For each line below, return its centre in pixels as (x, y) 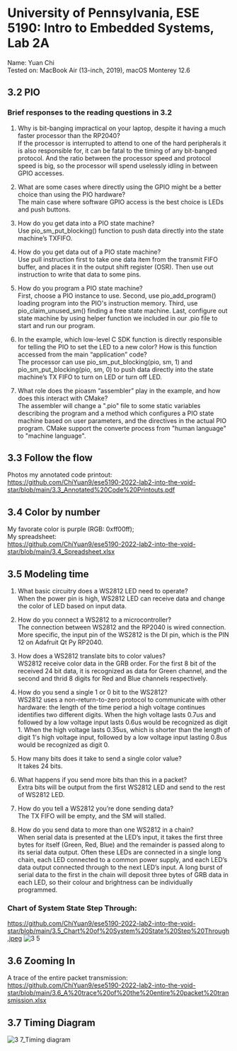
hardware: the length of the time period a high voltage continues (111, 707)
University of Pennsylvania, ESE (103, 13)
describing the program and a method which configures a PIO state (116, 413)
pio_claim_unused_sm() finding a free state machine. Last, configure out (122, 310)
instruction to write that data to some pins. (79, 274)
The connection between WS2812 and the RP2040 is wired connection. (122, 627)
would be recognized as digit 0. (63, 745)
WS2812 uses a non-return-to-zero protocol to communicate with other (122, 700)
